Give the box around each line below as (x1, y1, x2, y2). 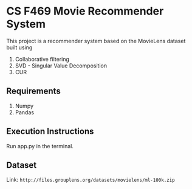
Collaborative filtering (15, 55, 70, 63)
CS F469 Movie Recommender (6, 4, 164, 18)
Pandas (15, 108, 35, 116)
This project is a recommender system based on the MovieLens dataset (6, 37, 186, 44)
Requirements (6, 86, 61, 97)
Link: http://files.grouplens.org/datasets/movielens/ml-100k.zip (6, 176, 175, 184)
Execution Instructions (6, 126, 94, 137)
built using (6, 44, 33, 51)
